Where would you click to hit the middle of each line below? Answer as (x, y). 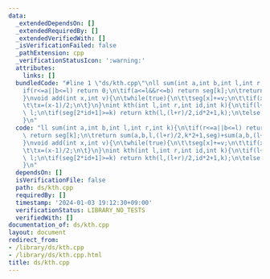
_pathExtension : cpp (50, 53)
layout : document (37, 233)
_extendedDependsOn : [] (55, 23)
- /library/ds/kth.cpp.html (55, 255)
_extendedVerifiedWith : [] (61, 38)
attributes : (36, 68)
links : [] (39, 76)
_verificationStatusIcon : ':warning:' (81, 61)
